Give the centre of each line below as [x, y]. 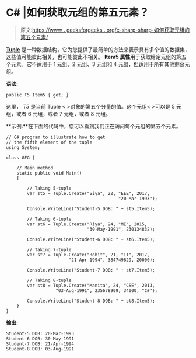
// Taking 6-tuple [49, 219]
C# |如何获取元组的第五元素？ [78, 13]
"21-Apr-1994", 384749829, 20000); [112, 260]
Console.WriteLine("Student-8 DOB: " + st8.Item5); [91, 301]
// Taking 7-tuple [49, 249]
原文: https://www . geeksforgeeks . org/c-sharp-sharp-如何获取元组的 [105, 30]
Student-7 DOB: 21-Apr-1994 [40, 344]
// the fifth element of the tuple [49, 142]
